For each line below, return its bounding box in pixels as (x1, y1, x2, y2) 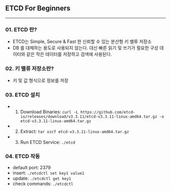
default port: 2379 (12, 165, 51, 170)
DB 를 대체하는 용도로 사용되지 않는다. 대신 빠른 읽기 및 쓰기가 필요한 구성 (12, 45, 159, 51)
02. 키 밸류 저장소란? (5, 65, 54, 72)
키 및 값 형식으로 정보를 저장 (12, 78, 69, 84)
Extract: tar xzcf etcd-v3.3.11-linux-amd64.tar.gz (20, 128, 129, 134)
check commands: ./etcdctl (12, 181, 74, 186)
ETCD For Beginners (5, 4, 71, 13)
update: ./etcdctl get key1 (12, 175, 71, 181)
